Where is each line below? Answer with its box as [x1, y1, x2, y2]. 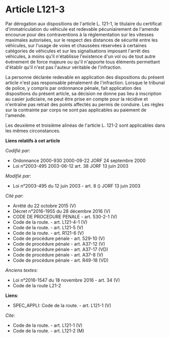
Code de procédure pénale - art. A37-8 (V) [12, 251, 103, 257]
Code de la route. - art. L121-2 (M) [12, 327, 84, 334]
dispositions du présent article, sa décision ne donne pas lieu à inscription [5, 90, 162, 96]
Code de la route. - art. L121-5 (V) [12, 224, 83, 230]
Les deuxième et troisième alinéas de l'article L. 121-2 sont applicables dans [5, 122, 165, 128]
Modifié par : [5, 173, 32, 179]
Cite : [5, 312, 15, 319]
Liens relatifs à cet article [5, 137, 60, 144]
